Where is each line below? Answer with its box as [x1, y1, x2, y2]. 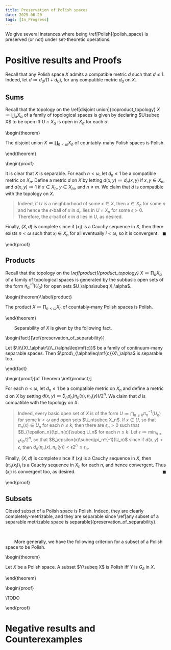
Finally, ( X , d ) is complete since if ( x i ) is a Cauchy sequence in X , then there [5, 224, 164, 231]
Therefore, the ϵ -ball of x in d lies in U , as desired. [17, 213, 123, 220]
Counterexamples [5, 634, 83, 645]
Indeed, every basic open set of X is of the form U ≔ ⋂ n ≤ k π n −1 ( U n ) [17, 409, 161, 418]
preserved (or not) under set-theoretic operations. [5, 36, 111, 42]
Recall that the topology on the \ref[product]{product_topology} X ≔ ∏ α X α [5, 270, 162, 277]
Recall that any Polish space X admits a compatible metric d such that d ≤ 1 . [5, 71, 165, 77]
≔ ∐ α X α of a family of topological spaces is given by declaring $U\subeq [5, 112, 160, 119]
